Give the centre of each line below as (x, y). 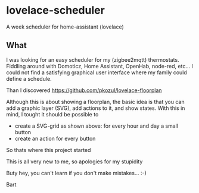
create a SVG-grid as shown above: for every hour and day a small (97, 126)
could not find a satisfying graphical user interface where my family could (97, 72)
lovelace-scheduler (56, 10)
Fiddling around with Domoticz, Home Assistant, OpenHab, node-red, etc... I (100, 66)
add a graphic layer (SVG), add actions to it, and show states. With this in (96, 108)
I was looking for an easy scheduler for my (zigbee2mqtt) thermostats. (93, 59)
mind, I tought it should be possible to (52, 114)
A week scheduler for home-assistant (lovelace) (65, 27)
